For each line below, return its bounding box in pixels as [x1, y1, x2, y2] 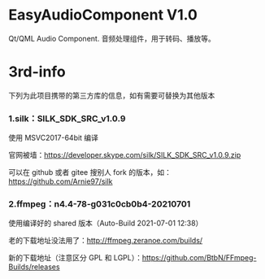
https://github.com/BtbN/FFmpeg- [141, 253, 257, 263]
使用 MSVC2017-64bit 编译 [8, 133, 99, 143]
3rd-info [8, 63, 67, 81]
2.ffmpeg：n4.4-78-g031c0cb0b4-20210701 [8, 198, 191, 210]
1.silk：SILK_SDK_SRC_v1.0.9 [8, 112, 126, 124]
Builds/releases [8, 262, 60, 272]
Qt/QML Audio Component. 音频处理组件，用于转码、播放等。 [8, 33, 215, 43]
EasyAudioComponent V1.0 [8, 6, 198, 24]
